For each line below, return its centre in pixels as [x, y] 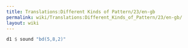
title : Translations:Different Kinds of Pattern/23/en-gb [81, 12]
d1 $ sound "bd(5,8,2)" [36, 40]
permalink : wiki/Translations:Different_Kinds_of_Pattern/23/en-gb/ [94, 17]
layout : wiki [23, 23]
